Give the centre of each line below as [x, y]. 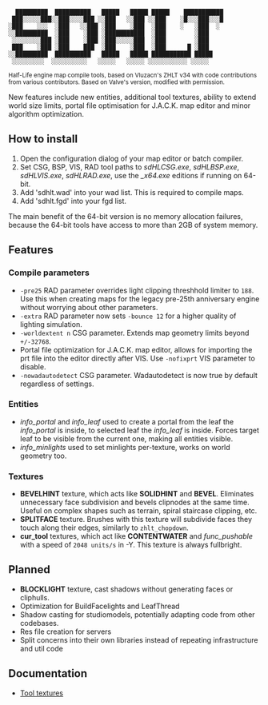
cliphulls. [34, 597]
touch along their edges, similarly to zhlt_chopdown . [104, 528]
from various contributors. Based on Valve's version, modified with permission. [117, 82]
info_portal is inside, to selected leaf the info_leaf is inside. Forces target [140, 430]
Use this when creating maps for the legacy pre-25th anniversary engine [140, 299]
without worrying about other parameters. [89, 307]
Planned [29, 570]
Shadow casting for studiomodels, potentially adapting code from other [137, 614]
